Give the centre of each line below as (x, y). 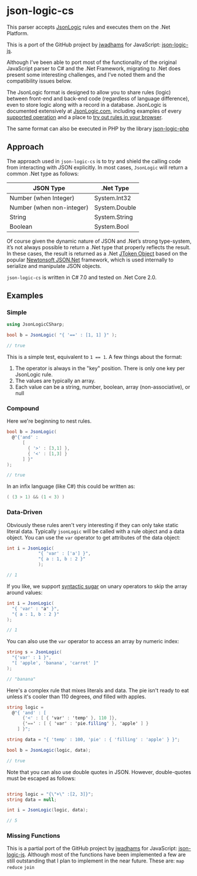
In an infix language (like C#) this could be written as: (71, 486)
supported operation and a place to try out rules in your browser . (85, 117)
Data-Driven (25, 512)
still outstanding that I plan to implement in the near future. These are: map (96, 861)
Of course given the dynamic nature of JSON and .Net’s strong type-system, (99, 241)
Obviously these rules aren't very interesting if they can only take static (93, 525)
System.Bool (111, 226)
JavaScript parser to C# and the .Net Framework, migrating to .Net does (94, 68)
